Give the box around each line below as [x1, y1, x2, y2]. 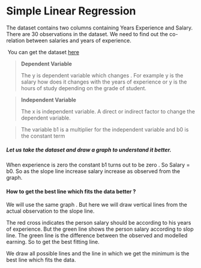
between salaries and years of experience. [26, 37, 132, 44]
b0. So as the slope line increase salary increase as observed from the [6, 167, 181, 175]
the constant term [20, 132, 65, 139]
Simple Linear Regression [6, 4, 136, 18]
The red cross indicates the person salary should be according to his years [6, 219, 191, 227]
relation [6, 37, 25, 44]
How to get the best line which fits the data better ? [6, 187, 136, 195]
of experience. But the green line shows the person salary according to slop [6, 225, 194, 233]
